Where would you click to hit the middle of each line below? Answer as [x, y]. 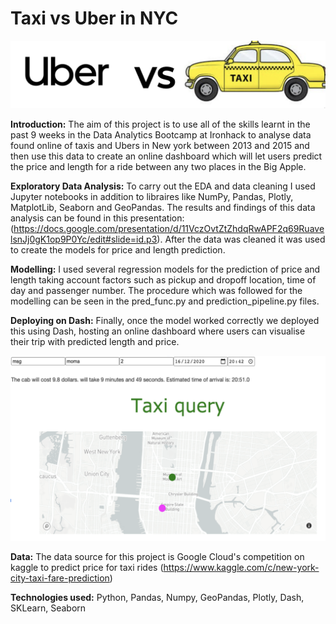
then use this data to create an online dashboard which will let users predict [166, 156]
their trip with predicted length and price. [95, 342]
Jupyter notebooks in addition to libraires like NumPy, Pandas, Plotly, [152, 197]
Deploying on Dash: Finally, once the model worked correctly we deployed [165, 321]
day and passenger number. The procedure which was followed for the [156, 291]
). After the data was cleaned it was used [241, 239]
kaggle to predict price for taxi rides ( [87, 568]
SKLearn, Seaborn [48, 608]
